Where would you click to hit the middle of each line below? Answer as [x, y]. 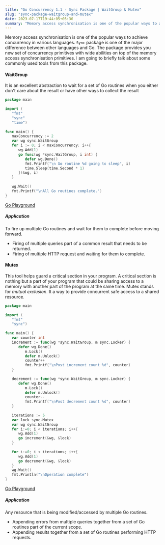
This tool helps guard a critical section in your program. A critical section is [81, 276]
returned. [22, 248]
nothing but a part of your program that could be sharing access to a [74, 281]
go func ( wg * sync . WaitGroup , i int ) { [58, 154]
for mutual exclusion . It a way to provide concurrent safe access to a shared [82, 291]
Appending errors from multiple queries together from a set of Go [78, 521]
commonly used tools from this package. [46, 63]
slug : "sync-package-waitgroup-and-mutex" [49, 14]
